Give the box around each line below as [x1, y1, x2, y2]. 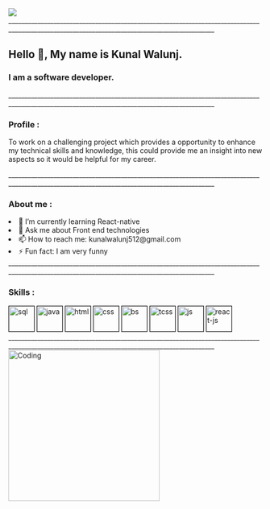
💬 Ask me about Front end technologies [19, 226, 150, 235]
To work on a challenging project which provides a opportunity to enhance [8, 137, 256, 147]
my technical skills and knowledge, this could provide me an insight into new [8, 145, 263, 155]
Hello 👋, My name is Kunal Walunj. [8, 48, 183, 61]
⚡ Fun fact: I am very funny [19, 246, 109, 256]
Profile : [8, 118, 40, 130]
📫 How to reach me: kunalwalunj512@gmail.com [19, 234, 181, 244]
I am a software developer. [8, 72, 114, 83]
